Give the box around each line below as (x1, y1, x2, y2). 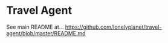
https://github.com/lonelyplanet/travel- (65, 23, 162, 30)
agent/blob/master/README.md (6, 29, 86, 36)
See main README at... (6, 23, 64, 30)
